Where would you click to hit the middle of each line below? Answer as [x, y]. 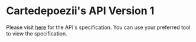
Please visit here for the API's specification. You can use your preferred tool [98, 27]
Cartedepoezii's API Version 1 [80, 11]
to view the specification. [37, 33]
